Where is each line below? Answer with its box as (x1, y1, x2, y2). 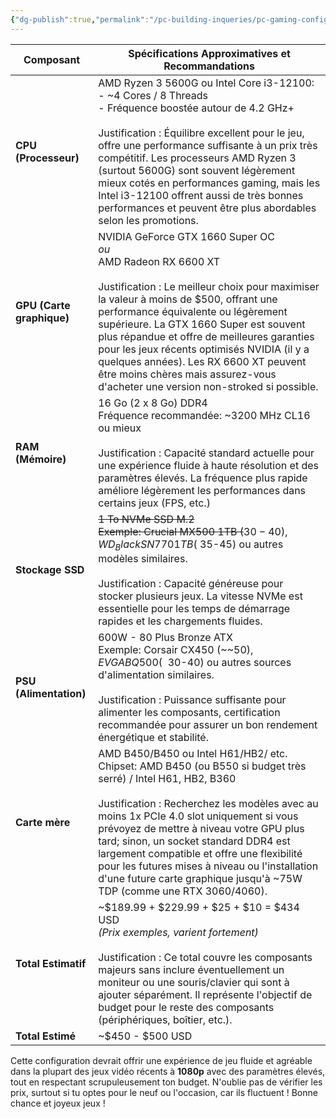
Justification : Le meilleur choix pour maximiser (98, 279, 320, 293)
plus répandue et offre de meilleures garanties (98, 329, 315, 343)
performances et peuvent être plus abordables (98, 201, 317, 215)
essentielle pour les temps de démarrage (98, 601, 291, 615)
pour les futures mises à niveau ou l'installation (98, 859, 319, 873)
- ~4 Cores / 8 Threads (98, 88, 209, 102)
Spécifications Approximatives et (128, 46, 291, 60)
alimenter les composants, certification (98, 705, 281, 719)
